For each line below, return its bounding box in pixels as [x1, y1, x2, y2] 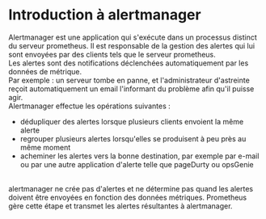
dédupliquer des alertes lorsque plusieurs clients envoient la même [19, 116, 244, 126]
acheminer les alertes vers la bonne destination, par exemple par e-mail [19, 151, 260, 161]
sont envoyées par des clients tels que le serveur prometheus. [8, 49, 216, 59]
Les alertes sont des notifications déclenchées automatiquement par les [8, 58, 249, 68]
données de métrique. [8, 66, 82, 76]
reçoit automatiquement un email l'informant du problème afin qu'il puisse [8, 83, 255, 94]
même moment [19, 142, 71, 152]
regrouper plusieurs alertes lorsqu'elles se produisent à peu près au [19, 133, 247, 143]
